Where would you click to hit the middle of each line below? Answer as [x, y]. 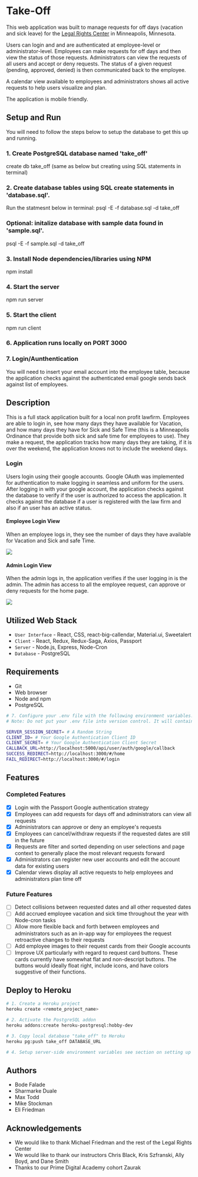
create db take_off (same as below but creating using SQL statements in [94, 166]
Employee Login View [33, 521]
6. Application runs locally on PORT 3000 [67, 343]
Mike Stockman [34, 1103]
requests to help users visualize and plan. [57, 87]
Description [28, 403]
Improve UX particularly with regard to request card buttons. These [96, 952]
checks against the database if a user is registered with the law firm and [94, 501]
